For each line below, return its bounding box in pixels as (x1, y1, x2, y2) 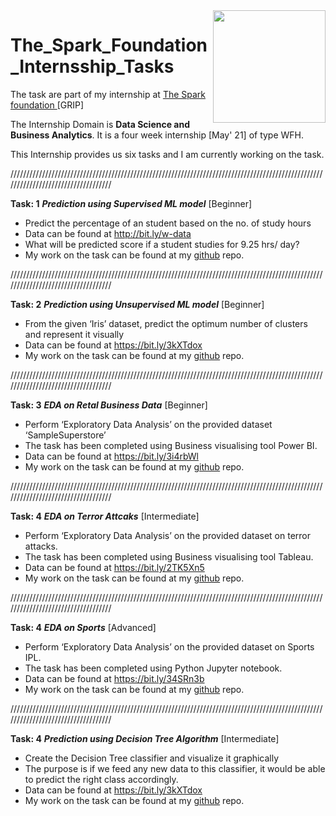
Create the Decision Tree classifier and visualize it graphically (24, 752, 280, 764)
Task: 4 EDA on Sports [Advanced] (10, 621, 157, 633)
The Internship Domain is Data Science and (10, 118, 191, 130)
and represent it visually (24, 328, 125, 340)
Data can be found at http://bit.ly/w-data (24, 227, 192, 239)
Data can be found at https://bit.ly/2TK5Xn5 (24, 561, 205, 573)
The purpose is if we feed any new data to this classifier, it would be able (24, 762, 326, 774)
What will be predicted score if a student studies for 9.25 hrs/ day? (24, 238, 300, 250)
